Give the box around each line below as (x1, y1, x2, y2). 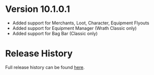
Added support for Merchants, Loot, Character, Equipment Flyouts (12, 20, 149, 26)
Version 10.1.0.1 (5, 3, 70, 15)
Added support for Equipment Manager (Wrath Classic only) (12, 25, 137, 31)
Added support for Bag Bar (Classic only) (12, 30, 98, 36)
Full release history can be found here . (5, 64, 85, 70)
